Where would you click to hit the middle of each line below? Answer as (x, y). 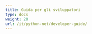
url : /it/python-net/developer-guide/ (46, 24)
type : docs (17, 14)
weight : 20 (17, 19)
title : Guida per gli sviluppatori (43, 10)
